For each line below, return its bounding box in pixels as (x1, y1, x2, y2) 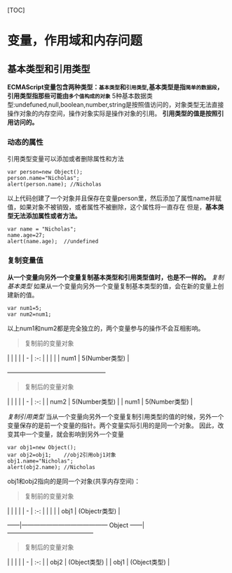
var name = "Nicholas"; (7, 226, 77, 233)
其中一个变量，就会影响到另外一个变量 (13, 430, 124, 438)
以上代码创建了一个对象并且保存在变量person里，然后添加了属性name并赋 (7, 194, 222, 202)
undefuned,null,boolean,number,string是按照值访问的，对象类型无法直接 (15, 101, 224, 108)
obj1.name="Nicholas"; (7, 457, 74, 465)
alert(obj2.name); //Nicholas (7, 463, 96, 470)
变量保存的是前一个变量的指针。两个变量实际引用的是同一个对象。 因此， (7, 421, 218, 430)
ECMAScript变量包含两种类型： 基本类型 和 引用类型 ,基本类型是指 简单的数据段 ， (7, 83, 224, 91)
